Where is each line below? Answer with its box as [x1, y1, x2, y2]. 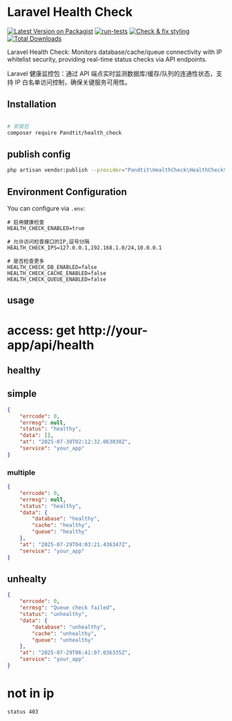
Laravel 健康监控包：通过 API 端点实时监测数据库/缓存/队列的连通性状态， [7, 69, 217, 77]
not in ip [7, 686, 55, 702]
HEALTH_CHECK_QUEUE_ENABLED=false [7, 276, 107, 283]
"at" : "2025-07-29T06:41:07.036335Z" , [19, 649, 131, 657]
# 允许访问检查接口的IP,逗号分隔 [7, 238, 90, 245]
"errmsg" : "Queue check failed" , [19, 604, 116, 612]
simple [7, 388, 37, 400]
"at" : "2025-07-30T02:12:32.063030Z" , [19, 438, 131, 446]
